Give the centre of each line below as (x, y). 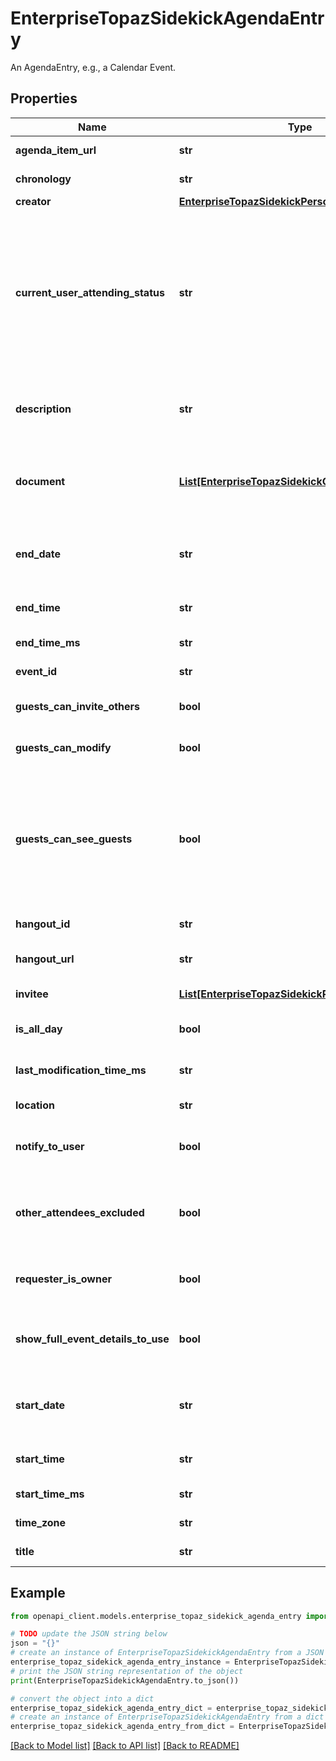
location (35, 1105)
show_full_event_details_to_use (92, 1339)
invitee (32, 994)
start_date (40, 1405)
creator (33, 201)
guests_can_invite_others (78, 706)
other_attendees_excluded (80, 1212)
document (40, 481)
